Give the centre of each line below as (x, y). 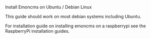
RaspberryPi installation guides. (37, 31)
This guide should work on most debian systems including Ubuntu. (73, 16)
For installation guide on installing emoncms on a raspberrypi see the (75, 26)
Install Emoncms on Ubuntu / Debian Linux (49, 7)
